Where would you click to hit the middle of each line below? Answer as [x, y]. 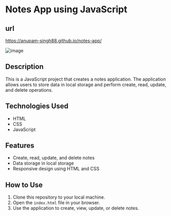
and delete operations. [29, 90]
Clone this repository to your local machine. [59, 197]
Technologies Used [37, 106]
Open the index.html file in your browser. [56, 203]
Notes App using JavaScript [66, 9]
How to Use [24, 185]
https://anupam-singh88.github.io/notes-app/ [53, 41]
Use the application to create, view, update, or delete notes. [76, 208]
